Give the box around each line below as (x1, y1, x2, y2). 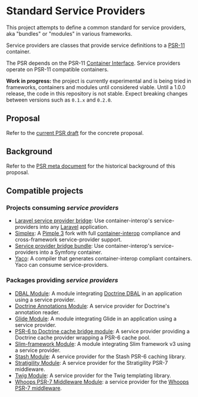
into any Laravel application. (39, 223, 109, 231)
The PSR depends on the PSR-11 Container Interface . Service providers (6, 59, 181, 67)
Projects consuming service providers (6, 203, 119, 212)
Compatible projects (6, 185, 84, 196)
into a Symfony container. (39, 248, 102, 256)
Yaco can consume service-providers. (14, 261, 109, 269)
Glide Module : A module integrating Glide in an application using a (14, 315, 177, 322)
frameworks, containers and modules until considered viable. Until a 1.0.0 (6, 83, 186, 90)
